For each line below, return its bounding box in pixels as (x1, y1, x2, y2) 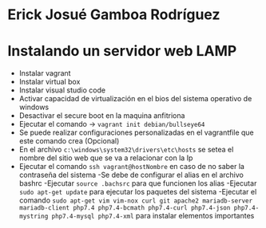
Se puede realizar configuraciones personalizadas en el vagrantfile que (18, 128, 255, 137)
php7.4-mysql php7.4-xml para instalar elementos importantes (51, 211, 255, 221)
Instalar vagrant (18, 69, 71, 78)
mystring (18, 213, 49, 221)
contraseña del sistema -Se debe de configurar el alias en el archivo (18, 170, 244, 180)
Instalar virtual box (18, 77, 81, 87)
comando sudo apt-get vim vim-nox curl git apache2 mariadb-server (18, 195, 253, 205)
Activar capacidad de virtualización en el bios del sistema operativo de (18, 94, 252, 104)
